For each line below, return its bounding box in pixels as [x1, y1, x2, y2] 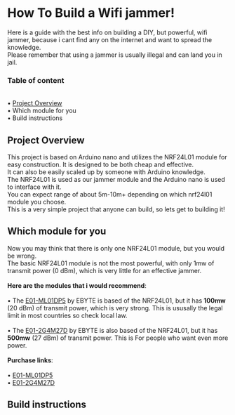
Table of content [7, 75, 65, 85]
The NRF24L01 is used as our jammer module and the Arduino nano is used [7, 176, 226, 184]
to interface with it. [7, 183, 62, 191]
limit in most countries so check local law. [7, 311, 128, 320]
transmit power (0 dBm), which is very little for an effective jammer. [7, 266, 202, 275]
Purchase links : [7, 356, 54, 364]
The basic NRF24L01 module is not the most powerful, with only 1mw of [7, 258, 215, 268]
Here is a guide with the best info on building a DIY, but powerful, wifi [7, 28, 208, 37]
